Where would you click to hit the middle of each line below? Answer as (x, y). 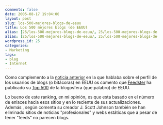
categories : (17, 46)
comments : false (21, 9)
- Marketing (17, 50)
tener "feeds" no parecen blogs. (37, 118)
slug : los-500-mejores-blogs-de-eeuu (43, 23)
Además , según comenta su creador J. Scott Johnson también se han (75, 108)
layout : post (18, 18)
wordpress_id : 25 (23, 41)
